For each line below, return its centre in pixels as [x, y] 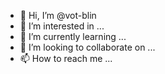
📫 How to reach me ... [66, 58]
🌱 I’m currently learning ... [73, 36]
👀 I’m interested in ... [62, 26]
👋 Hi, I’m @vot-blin [58, 15]
